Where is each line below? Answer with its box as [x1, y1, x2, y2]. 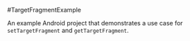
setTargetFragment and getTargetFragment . [7, 27, 130, 34]
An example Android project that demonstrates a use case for [7, 19, 183, 27]
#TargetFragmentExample [7, 6, 82, 14]
